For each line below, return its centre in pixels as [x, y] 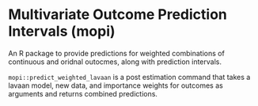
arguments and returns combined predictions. [83, 93]
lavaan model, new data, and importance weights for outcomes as [116, 85]
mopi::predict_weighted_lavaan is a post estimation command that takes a [129, 77]
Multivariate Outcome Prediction [118, 15]
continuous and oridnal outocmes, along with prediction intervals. [115, 62]
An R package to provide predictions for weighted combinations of [117, 53]
